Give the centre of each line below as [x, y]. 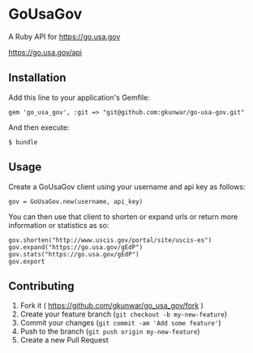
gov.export [27, 261]
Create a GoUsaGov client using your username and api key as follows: [127, 187]
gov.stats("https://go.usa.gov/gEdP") [74, 254]
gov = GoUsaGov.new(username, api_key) [76, 201]
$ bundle [23, 142]
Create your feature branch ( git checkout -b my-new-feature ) [124, 314]
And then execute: [39, 127]
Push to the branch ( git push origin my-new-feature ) [110, 331]
